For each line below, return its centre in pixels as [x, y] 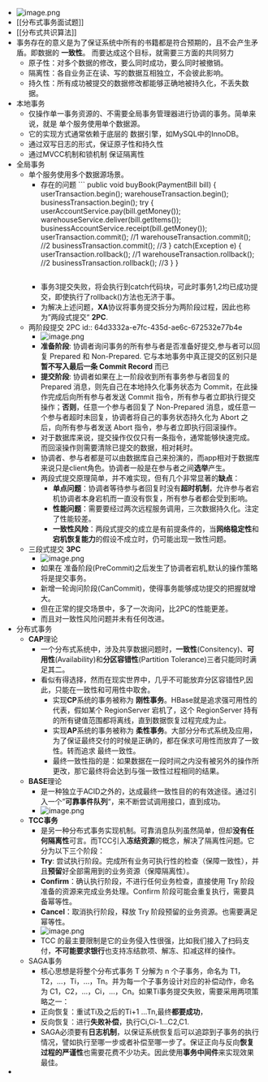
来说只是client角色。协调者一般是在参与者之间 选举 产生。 [135, 468]
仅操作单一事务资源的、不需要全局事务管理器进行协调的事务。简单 [138, 113]
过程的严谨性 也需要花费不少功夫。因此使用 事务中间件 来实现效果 [147, 1052]
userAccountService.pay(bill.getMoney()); [110, 211]
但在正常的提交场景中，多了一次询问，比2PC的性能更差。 [136, 608]
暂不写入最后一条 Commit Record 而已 [104, 366]
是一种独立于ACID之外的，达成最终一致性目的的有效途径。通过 [145, 791]
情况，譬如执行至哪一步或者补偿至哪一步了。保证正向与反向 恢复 [147, 1042]
